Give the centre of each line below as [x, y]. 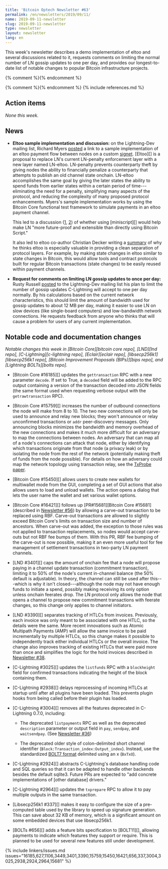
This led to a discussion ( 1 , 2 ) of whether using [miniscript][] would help [87, 222]
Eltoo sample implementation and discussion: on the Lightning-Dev [83, 143]
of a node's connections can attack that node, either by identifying [81, 443]
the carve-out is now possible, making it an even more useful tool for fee [88, 542]
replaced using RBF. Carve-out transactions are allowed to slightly [81, 516]
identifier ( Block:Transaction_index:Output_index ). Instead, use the [90, 749]
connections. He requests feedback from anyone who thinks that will [83, 316]
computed [23, 810]
